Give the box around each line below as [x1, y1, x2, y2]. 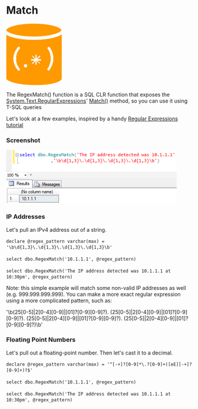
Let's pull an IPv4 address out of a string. [6, 226, 107, 233]
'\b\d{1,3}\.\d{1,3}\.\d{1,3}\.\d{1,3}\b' [6, 244, 113, 250]
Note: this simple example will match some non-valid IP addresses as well [6, 284, 187, 291]
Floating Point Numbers [6, 335, 76, 344]
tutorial [6, 121, 24, 128]
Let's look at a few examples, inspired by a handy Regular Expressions [6, 115, 178, 122]
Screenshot [6, 136, 40, 144]
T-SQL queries [6, 103, 42, 110]
